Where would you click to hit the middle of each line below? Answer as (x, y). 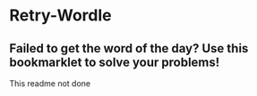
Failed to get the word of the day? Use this (129, 48)
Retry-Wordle (60, 16)
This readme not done (50, 84)
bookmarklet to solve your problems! (115, 62)
